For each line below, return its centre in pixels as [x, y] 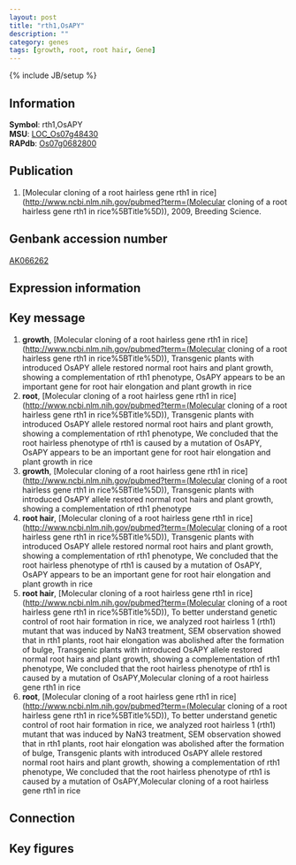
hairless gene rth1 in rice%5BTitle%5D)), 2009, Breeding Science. [142, 211]
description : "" [39, 34]
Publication [41, 171]
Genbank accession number [88, 239]
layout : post [33, 17]
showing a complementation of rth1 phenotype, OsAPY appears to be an [153, 377]
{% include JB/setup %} [53, 75]
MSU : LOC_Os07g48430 [54, 134]
